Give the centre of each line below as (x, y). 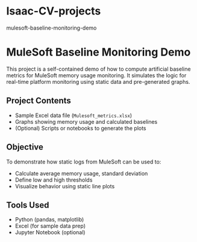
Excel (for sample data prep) (50, 226)
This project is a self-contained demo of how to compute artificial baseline (98, 69)
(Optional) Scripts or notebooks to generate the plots (80, 128)
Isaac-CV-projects (54, 11)
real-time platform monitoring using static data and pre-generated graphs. (98, 81)
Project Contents (39, 101)
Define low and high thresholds (54, 180)
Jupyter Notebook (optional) (50, 232)
